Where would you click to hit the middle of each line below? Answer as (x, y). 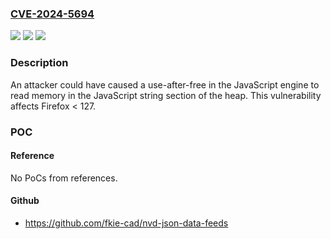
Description (39, 63)
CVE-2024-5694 (52, 14)
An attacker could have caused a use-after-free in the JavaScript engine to (165, 84)
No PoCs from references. (64, 178)
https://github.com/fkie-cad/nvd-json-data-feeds (126, 223)
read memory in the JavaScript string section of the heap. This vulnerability (166, 95)
